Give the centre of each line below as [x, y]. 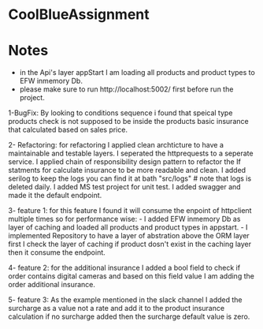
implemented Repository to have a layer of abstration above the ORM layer [129, 236]
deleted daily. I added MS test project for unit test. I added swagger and [125, 187]
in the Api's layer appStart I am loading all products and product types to [137, 73]
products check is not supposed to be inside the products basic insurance [129, 122]
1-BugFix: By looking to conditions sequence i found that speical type [120, 113]
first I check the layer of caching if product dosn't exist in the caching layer [130, 244]
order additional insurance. [52, 285]
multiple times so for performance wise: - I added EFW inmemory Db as [124, 219]
